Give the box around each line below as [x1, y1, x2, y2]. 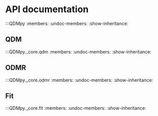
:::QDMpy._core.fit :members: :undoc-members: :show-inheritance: [5, 105, 146, 111]
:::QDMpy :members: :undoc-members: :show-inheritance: [5, 20, 128, 26]
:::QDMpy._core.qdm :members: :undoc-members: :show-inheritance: [5, 48, 152, 54]
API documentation [5, 4, 89, 15]
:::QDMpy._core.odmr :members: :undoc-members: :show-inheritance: [5, 77, 153, 83]
